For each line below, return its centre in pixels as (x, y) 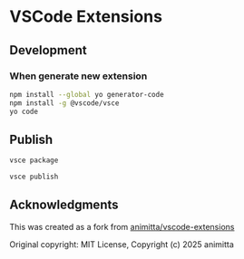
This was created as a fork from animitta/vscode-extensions (122, 226)
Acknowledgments (64, 205)
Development (49, 50)
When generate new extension (78, 76)
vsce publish (34, 177)
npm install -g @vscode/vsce (64, 103)
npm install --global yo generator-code (87, 94)
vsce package (34, 160)
